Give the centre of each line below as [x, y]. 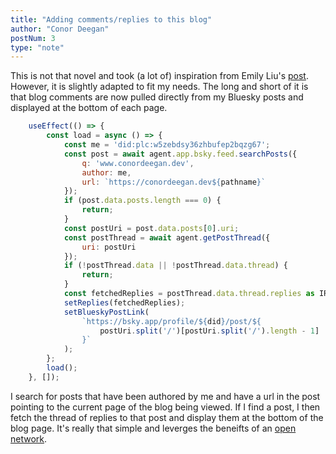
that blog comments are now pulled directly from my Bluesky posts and [157, 97]
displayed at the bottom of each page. [89, 108]
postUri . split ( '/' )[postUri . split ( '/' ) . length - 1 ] [209, 331]
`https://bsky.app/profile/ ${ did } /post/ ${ [171, 321]
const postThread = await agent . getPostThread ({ [167, 237]
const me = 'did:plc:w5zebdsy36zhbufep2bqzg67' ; [167, 145]
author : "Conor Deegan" [60, 29]
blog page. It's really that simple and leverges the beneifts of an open [153, 428]
